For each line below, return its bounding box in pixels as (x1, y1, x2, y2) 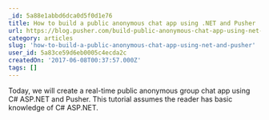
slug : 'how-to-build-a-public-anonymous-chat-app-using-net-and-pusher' (8, 42, 256, 50)
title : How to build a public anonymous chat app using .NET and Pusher (8, 19, 256, 27)
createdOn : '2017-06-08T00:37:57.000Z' (8, 57, 142, 65)
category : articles (8, 34, 74, 42)
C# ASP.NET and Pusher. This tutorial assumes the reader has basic (8, 94, 233, 104)
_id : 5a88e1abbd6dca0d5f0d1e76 (8, 11, 113, 20)
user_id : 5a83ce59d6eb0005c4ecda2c (8, 49, 127, 57)
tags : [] (8, 64, 38, 72)
